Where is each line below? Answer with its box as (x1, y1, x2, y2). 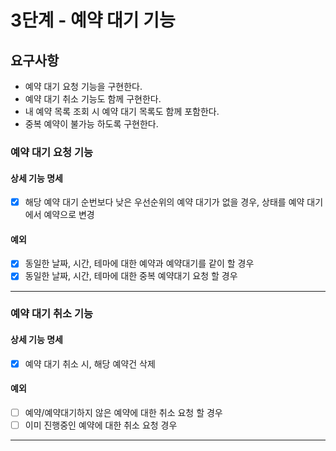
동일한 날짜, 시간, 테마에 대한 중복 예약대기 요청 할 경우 (24, 270, 238, 282)
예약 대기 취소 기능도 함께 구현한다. (24, 93, 162, 105)
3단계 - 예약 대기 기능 (10, 9, 176, 32)
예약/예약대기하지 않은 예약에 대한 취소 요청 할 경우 (24, 406, 223, 418)
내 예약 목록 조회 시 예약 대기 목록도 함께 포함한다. (24, 106, 220, 117)
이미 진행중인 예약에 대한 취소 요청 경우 (24, 419, 178, 431)
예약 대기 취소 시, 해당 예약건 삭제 (24, 357, 156, 370)
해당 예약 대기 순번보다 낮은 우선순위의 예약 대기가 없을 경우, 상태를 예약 (24, 196, 305, 208)
